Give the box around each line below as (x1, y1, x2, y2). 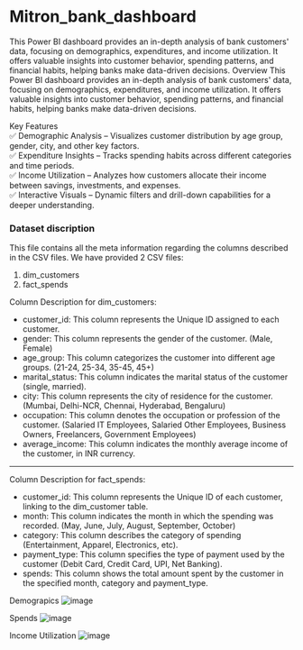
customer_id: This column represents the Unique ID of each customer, (22, 491, 283, 502)
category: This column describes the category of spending (22, 530, 242, 541)
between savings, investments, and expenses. (9, 179, 181, 190)
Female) (22, 343, 53, 353)
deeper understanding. (9, 199, 95, 210)
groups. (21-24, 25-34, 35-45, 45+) (22, 362, 155, 373)
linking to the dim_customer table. (22, 501, 149, 512)
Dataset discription (9, 222, 96, 234)
